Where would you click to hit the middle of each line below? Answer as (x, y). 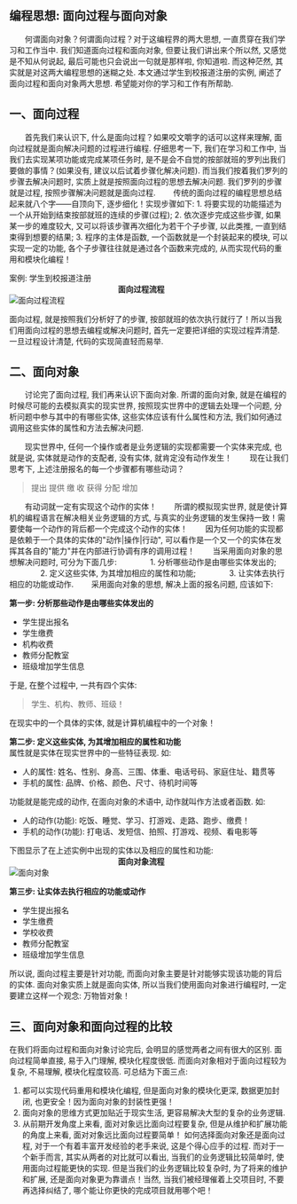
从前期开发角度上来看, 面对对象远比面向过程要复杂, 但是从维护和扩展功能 (155, 1124)
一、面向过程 (44, 114)
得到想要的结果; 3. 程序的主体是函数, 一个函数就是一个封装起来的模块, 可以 (152, 237)
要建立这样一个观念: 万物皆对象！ (70, 995)
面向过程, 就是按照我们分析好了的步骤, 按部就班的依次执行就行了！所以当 (142, 319)
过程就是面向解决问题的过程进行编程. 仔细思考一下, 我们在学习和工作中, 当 (151, 148)
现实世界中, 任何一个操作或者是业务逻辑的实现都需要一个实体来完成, (148, 447)
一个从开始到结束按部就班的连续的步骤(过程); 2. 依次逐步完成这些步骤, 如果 (145, 215)
